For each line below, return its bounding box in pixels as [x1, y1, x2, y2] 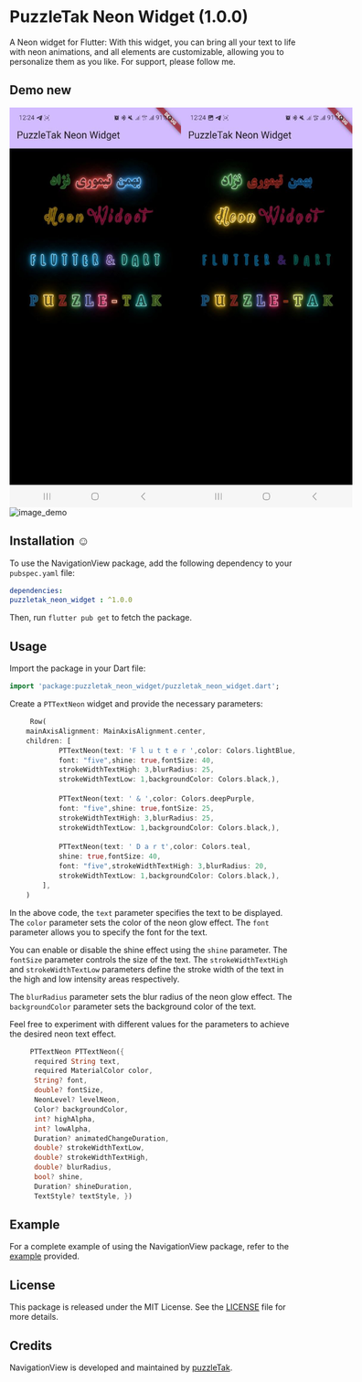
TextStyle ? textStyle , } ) [33, 1191, 133, 1201]
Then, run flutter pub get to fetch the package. [9, 612, 193, 623]
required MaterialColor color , [33, 1067, 154, 1076]
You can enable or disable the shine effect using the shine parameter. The [9, 944, 288, 955]
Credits [9, 1337, 53, 1354]
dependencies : [9, 586, 64, 595]
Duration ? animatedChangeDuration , [33, 1133, 170, 1143]
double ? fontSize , [33, 1086, 104, 1095]
